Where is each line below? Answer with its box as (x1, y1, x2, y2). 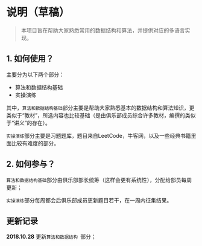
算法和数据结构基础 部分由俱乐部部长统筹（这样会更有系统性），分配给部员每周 (6, 176, 192, 183)
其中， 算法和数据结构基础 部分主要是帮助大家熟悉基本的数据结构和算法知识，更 (6, 104, 195, 111)
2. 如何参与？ (6, 159, 55, 169)
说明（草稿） (6, 5, 71, 19)
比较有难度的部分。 (11, 140, 59, 147)
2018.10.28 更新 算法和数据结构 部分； (6, 233, 96, 241)
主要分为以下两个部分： (6, 71, 65, 78)
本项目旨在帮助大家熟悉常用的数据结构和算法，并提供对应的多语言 (21, 27, 185, 34)
